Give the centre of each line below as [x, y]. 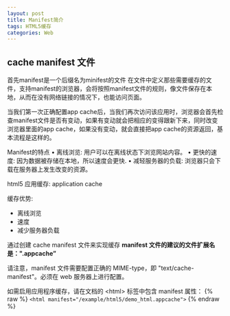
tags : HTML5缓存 [29, 26]
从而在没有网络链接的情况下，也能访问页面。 [82, 98]
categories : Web [30, 33]
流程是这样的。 [34, 137]
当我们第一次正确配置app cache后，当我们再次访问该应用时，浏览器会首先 [112, 112]
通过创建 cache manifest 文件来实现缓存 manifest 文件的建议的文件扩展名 [111, 245]
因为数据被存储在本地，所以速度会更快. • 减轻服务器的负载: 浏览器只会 [115, 161]
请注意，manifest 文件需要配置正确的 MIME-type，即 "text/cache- [101, 268]
